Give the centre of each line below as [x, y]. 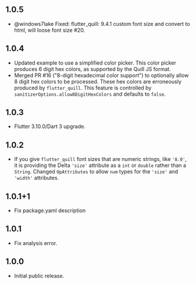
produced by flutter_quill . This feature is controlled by [83, 88]
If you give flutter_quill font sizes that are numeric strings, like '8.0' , [100, 159]
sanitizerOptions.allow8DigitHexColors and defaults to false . [90, 94]
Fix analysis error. [35, 243]
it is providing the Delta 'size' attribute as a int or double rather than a [100, 165]
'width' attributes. [36, 178]
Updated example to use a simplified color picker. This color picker [95, 63]
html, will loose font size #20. [49, 30]
